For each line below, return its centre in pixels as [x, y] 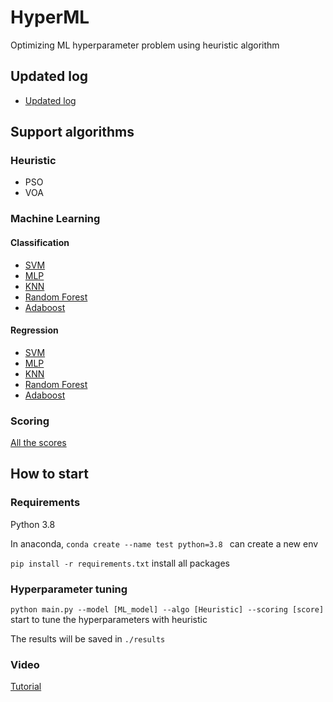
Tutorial [26, 687]
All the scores [38, 443]
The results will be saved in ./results [88, 639]
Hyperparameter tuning [69, 589]
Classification [40, 242]
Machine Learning [55, 219]
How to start [49, 474]
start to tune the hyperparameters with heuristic [109, 620]
